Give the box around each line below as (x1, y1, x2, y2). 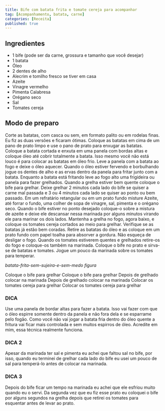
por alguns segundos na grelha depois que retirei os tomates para (5, 395, 138, 401)
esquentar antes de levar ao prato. (5, 400, 75, 406)
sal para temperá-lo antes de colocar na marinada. (5, 361, 108, 367)
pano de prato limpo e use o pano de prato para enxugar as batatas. (5, 143, 143, 149)
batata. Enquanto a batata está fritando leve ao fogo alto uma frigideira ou (5, 174, 155, 180)
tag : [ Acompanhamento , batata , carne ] (5, 12, 84, 17)
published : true (5, 21, 38, 26)
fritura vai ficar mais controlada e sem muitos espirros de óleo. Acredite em (5, 322, 158, 328)
